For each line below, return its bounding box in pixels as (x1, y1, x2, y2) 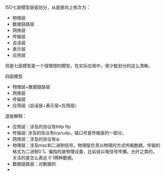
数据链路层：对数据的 (12, 161, 56, 167)
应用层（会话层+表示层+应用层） (12, 102, 79, 108)
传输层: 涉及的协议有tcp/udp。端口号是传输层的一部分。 (12, 130, 127, 136)
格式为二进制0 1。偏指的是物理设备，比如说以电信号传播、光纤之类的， (12, 149, 158, 154)
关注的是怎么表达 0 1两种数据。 (12, 155, 76, 161)
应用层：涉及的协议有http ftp (12, 124, 71, 129)
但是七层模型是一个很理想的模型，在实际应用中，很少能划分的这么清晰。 (5, 63, 153, 69)
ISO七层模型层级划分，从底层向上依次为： (5, 4, 91, 10)
